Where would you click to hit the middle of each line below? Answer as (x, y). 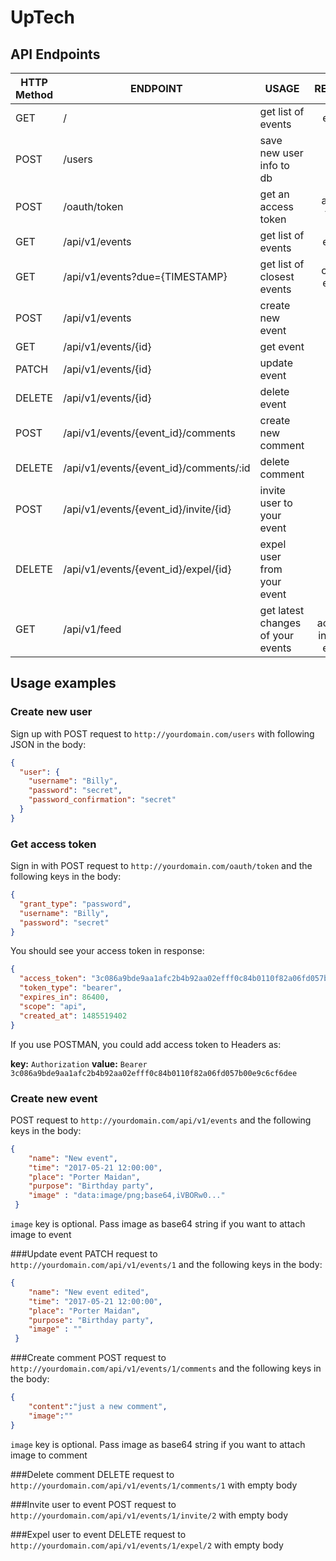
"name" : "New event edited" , (89, 1292)
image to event (41, 1235)
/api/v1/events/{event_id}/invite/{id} (147, 509)
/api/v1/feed (92, 629)
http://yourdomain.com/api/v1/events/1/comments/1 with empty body (154, 1485)
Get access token (53, 844)
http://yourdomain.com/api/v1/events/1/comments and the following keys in (166, 1368)
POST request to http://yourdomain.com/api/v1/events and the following (161, 1120)
